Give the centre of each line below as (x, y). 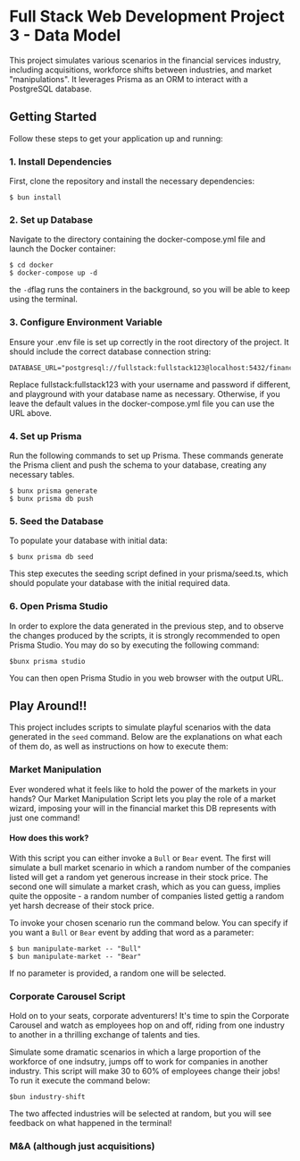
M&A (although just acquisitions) (82, 1147)
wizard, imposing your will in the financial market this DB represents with (143, 808)
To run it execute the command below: (80, 1080)
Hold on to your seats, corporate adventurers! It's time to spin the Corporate (150, 1016)
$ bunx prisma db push (51, 498)
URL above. (30, 412)
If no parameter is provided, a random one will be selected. (118, 973)
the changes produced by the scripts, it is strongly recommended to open (145, 635)
